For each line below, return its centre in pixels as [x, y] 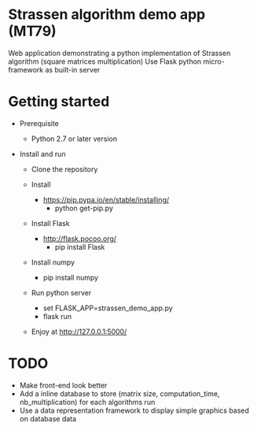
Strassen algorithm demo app [107, 15]
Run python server [61, 292]
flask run [57, 316]
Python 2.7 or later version [74, 139]
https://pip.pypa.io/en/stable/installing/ [106, 199]
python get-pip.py [84, 208]
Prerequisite [39, 123]
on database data [48, 418]
